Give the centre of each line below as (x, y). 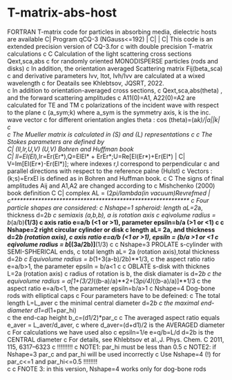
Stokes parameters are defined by (56, 141)
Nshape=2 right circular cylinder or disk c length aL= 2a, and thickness (111, 230)
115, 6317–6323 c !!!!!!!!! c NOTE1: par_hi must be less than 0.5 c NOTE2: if (112, 347)
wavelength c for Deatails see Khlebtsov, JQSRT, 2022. (86, 83)
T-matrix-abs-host (62, 13)
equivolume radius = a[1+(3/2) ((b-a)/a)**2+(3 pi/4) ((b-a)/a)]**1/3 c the (109, 281)
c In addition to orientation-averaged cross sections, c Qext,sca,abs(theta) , (115, 90)
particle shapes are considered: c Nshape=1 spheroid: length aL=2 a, (105, 208)
